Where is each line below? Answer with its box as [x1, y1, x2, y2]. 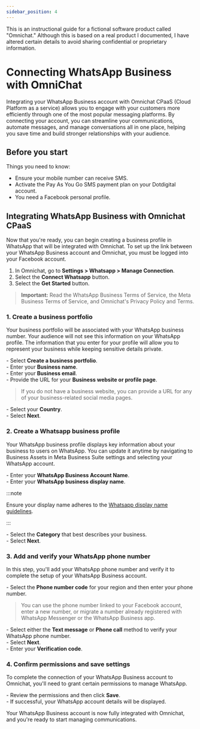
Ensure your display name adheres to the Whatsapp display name [6, 501, 168, 508]
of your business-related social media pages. [20, 394, 133, 402]
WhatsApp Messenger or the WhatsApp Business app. [20, 614, 156, 622]
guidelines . [6, 507, 34, 514]
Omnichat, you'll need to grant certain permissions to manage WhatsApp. [6, 680, 187, 687]
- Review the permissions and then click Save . [6, 692, 121, 699]
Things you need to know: [6, 163, 71, 170]
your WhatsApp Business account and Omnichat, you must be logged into [6, 249, 189, 257]
